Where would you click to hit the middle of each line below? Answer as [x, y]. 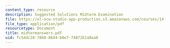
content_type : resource [30, 10]
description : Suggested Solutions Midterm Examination [64, 14]
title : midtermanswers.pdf [34, 33]
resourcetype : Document [30, 28]
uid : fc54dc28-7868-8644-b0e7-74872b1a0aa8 [52, 38]
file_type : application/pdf [35, 24]
